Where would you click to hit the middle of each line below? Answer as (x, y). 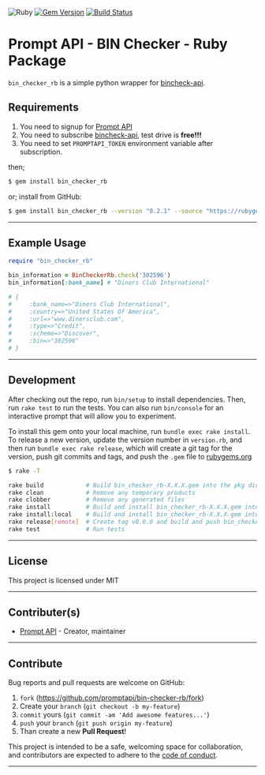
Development (42, 380)
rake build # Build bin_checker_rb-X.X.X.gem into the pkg (127, 485)
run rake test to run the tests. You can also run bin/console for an (116, 407)
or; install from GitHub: (45, 197)
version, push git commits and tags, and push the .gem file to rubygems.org (130, 456)
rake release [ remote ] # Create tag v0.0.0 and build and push (114, 522)
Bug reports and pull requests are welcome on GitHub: (97, 683)
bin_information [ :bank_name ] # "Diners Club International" (109, 283)
